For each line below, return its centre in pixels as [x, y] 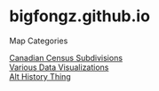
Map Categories [39, 41]
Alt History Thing [40, 76]
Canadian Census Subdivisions [66, 57]
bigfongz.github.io [80, 16]
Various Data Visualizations [59, 67]
